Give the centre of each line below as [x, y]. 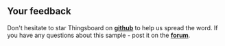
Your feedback [39, 11]
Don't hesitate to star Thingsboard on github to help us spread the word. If [113, 27]
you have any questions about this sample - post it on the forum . [99, 35]
